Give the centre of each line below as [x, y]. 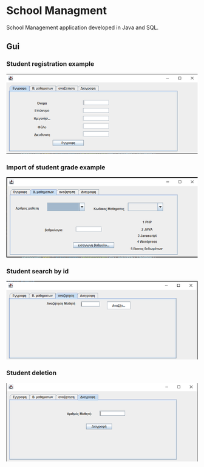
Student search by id [37, 271]
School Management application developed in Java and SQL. [83, 27]
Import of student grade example [56, 167]
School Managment [57, 11]
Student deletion [31, 373]
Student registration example [50, 64]
